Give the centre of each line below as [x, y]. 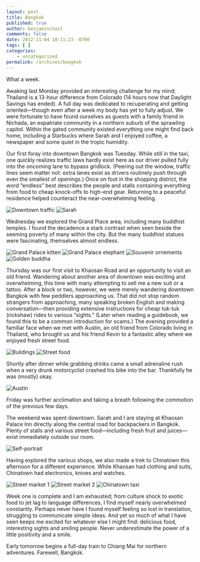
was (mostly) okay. [29, 376]
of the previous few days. [38, 406]
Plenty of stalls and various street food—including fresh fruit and [86, 431]
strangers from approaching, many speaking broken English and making [95, 302]
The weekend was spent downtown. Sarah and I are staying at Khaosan [95, 417]
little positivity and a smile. [39, 534]
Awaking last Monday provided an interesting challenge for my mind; [91, 91]
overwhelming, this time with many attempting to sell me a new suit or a [95, 283]
